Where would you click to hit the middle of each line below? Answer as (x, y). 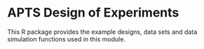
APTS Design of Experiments (93, 13)
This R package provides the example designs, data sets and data (102, 32)
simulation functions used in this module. (67, 39)
